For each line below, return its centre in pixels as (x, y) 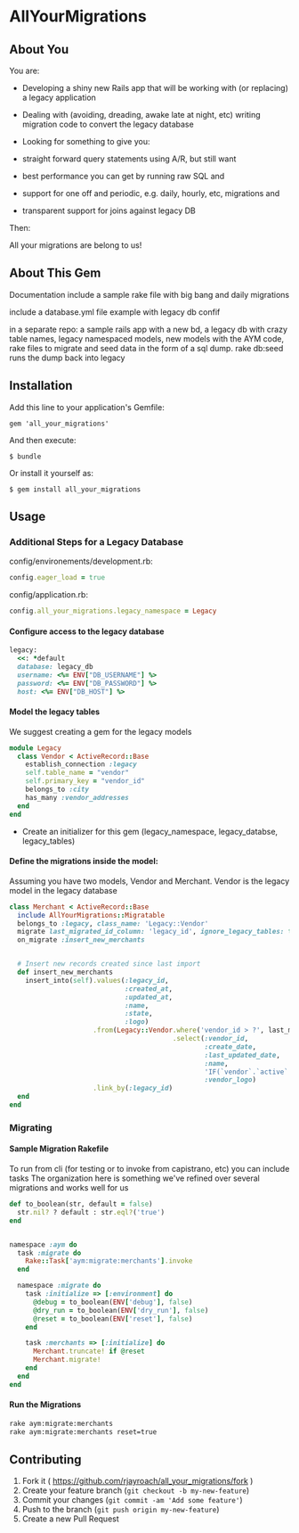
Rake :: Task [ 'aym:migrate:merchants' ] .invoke (109, 1261)
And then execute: (43, 440)
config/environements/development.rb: (81, 561)
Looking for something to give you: (86, 141)
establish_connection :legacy (81, 764)
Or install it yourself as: (51, 473)
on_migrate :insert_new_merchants (81, 940)
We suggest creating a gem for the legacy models (101, 731)
